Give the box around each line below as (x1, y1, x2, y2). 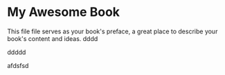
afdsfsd (7, 61, 29, 69)
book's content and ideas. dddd (7, 34, 98, 42)
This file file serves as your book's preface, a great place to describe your (7, 27, 218, 35)
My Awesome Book (7, 4, 120, 20)
